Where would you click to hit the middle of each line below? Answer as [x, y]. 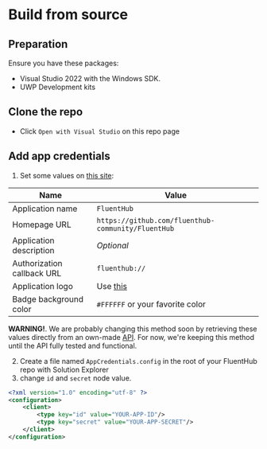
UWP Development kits [58, 87]
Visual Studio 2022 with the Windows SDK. [90, 78]
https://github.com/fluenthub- [156, 220]
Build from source [68, 15]
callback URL [37, 273]
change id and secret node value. [75, 378]
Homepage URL [42, 224]
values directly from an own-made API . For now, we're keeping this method [132, 337]
